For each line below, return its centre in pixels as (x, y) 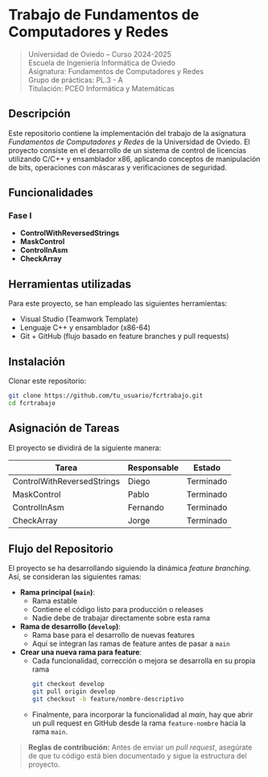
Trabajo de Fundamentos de (104, 15)
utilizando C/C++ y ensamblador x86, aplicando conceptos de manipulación (134, 159)
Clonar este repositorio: (47, 381)
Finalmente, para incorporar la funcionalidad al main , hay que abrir (142, 715)
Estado (207, 467)
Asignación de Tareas (64, 428)
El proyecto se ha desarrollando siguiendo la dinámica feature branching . (130, 568)
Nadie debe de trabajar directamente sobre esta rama (121, 618)
